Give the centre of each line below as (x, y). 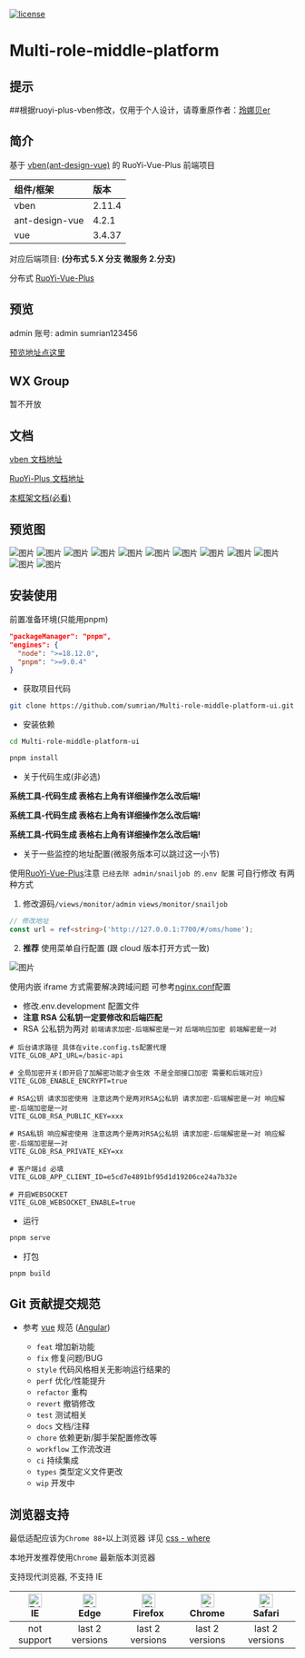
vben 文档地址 (36, 460)
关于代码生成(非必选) (62, 776)
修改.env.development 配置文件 (81, 1006)
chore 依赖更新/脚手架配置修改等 (97, 1438)
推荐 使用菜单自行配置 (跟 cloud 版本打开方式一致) (116, 948)
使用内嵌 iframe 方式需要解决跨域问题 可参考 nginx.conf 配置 (120, 987)
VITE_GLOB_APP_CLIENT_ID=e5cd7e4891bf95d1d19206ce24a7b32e (123, 1176)
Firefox (149, 1613)
